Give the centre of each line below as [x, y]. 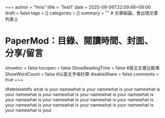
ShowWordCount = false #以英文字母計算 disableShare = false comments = [82, 74]
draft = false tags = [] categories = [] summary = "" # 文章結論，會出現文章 [82, 13]
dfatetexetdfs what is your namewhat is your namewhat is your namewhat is [82, 89]
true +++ [14, 79]
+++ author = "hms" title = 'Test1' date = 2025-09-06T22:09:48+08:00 [78, 7]
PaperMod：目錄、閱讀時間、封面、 [79, 41]
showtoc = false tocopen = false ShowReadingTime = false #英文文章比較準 [82, 68]
